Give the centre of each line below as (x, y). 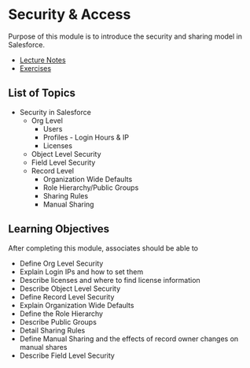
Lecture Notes (42, 60)
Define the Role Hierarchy (61, 314)
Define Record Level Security (67, 296)
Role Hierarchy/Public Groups (91, 188)
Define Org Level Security (61, 263)
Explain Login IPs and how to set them (81, 271)
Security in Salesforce (55, 112)
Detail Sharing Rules (52, 330)
